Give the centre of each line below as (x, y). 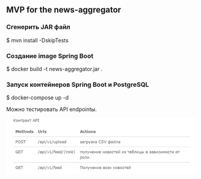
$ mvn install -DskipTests (38, 40)
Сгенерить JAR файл (38, 27)
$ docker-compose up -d (38, 98)
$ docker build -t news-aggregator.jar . (54, 69)
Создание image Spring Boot (50, 55)
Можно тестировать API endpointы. (52, 109)
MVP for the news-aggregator (64, 10)
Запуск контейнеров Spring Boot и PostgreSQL (78, 84)
